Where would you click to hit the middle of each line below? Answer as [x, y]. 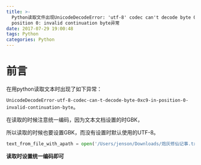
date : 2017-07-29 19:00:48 [40, 28]
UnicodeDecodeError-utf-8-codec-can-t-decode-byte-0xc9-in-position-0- [97, 100]
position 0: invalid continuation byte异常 [66, 23]
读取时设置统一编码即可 [35, 156]
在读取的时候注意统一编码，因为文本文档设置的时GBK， [75, 119]
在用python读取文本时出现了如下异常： [54, 89]
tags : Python [22, 34]
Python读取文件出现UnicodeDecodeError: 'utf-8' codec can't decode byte [101, 17]
